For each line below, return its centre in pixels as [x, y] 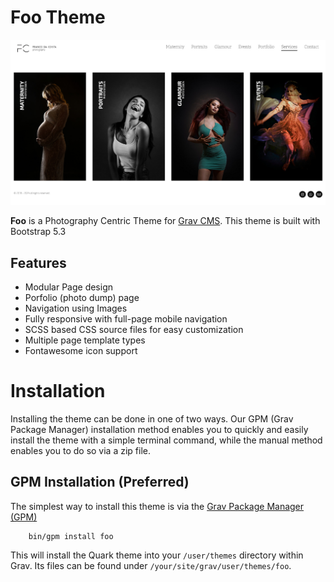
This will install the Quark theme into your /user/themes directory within [157, 555]
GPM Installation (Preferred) [100, 482]
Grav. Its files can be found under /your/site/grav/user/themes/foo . [151, 565]
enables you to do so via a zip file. [80, 450]
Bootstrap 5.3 [38, 232]
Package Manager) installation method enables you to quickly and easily [159, 429]
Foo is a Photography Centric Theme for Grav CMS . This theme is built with [165, 221]
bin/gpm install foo [71, 536]
